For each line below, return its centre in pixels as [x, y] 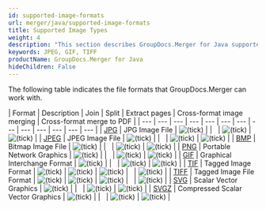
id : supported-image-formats [56, 15]
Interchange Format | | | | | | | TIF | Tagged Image [130, 163]
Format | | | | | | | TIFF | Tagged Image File [131, 171]
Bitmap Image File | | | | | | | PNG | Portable [120, 146]
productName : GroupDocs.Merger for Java [76, 60]
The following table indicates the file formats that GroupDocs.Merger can [127, 89]
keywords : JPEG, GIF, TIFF [53, 52]
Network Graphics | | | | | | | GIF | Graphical [120, 155]
